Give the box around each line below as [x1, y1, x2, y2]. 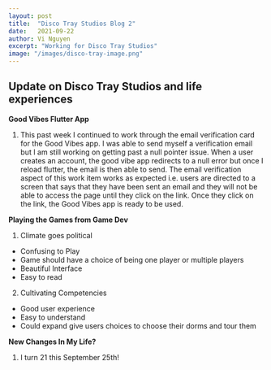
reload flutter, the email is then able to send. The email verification [19, 164, 242, 174]
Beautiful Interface [19, 263, 83, 273]
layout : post [8, 11, 53, 20]
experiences [8, 93, 73, 107]
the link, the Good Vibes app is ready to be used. [19, 198, 184, 208]
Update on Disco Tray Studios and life [8, 80, 203, 94]
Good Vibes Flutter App [8, 114, 89, 124]
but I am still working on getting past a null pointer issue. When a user [19, 147, 254, 157]
